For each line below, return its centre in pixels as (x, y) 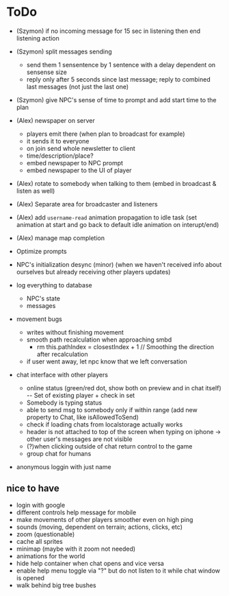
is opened (30, 577)
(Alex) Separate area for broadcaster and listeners (87, 204)
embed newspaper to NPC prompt (75, 163)
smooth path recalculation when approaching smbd (99, 339)
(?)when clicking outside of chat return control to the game (109, 446)
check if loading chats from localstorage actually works (105, 424)
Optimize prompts (41, 251)
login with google (41, 505)
